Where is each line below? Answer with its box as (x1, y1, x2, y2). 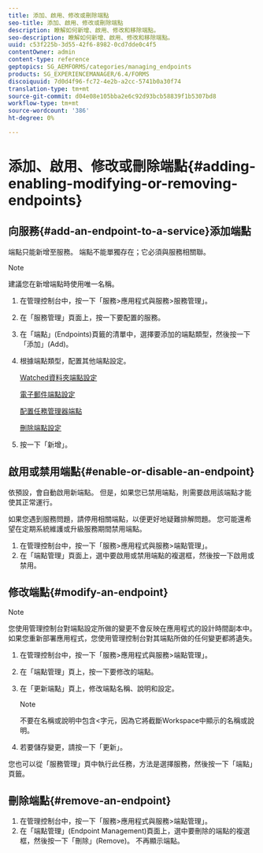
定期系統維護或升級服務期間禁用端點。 (21, 523, 146, 533)
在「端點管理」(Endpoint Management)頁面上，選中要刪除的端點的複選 (19, 826, 250, 836)
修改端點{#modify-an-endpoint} (8, 586, 169, 599)
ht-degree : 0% (8, 114, 55, 122)
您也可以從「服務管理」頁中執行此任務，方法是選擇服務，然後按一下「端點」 (8, 758, 257, 769)
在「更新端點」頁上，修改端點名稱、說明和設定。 (19, 684, 179, 693)
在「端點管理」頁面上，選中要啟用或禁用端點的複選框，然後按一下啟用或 (19, 550, 254, 560)
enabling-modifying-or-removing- (8, 175, 239, 193)
